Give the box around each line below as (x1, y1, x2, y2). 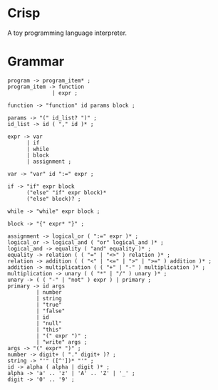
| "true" (36, 301, 62, 308)
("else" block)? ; (26, 195, 81, 202)
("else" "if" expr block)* (26, 189, 107, 196)
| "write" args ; (36, 338, 88, 346)
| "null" (36, 320, 62, 327)
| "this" (36, 326, 62, 333)
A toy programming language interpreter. (7, 28, 127, 37)
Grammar (7, 53, 65, 70)
